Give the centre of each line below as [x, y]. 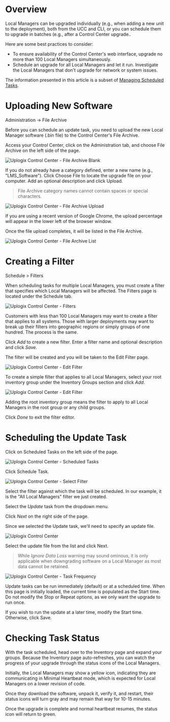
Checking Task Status [53, 638]
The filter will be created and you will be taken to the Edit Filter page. [77, 357]
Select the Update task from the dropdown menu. [57, 506]
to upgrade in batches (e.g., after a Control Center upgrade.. [68, 34]
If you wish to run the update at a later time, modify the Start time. [74, 612]
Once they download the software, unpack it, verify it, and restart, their [79, 693]
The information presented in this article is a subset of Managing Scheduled [84, 80]
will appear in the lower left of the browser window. [59, 221]
